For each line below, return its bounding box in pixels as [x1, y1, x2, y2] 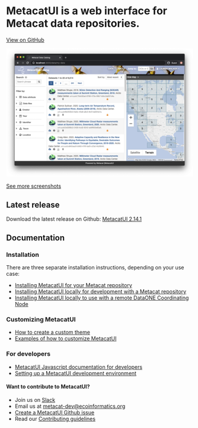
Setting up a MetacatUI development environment [14, 369, 137, 376]
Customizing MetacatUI [6, 315, 76, 323]
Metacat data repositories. [6, 17, 140, 30]
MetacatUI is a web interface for [6, 4, 168, 18]
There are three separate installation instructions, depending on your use [6, 263, 184, 271]
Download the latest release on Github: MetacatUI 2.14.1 [6, 215, 142, 223]
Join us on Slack [14, 396, 55, 403]
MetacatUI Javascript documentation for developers [14, 363, 143, 371]
